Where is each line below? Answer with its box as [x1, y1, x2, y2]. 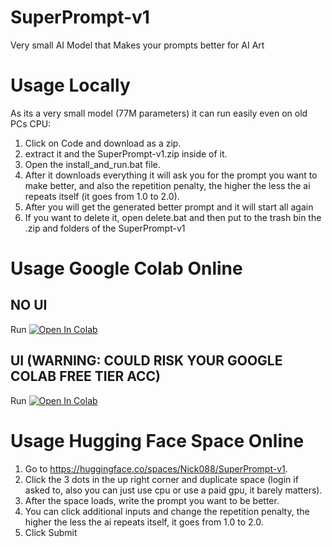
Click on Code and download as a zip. [24, 137, 182, 149]
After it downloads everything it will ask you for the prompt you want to [24, 169, 318, 181]
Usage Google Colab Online [10, 257, 243, 280]
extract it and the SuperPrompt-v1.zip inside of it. [24, 147, 228, 160]
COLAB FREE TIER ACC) [10, 368, 161, 385]
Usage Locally [10, 74, 131, 97]
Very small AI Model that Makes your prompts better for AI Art [10, 39, 265, 51]
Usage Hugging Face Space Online [10, 429, 305, 452]
